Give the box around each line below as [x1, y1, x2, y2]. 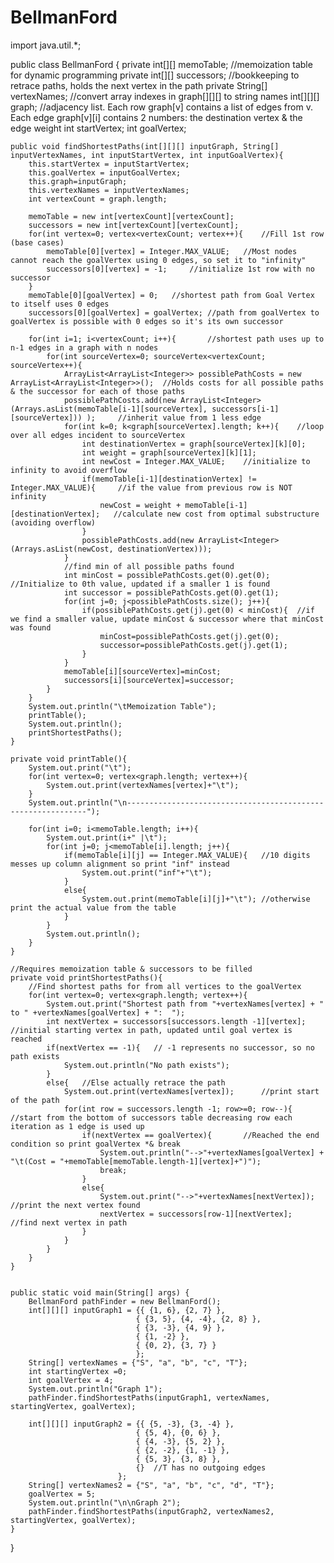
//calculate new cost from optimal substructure [113, 509, 320, 519]
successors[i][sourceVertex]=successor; [63, 675, 235, 685]
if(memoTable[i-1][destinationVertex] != [81, 474, 257, 484]
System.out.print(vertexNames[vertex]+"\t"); [46, 780, 240, 790]
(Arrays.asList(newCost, [10, 544, 114, 554]
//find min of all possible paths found [63, 561, 235, 571]
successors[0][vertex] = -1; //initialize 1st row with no [46, 264, 315, 274]
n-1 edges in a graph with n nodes [10, 342, 159, 353]
